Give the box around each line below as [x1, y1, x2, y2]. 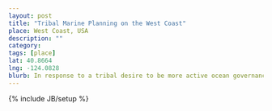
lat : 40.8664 [8, 57, 53, 65]
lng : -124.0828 [8, 64, 60, 72]
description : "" [8, 34, 63, 43]
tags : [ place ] [8, 49, 57, 57]
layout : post [8, 11, 53, 20]
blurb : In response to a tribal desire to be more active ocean [8, 72, 230, 80]
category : [8, 42, 42, 50]
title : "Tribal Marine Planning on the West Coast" [8, 19, 186, 27]
